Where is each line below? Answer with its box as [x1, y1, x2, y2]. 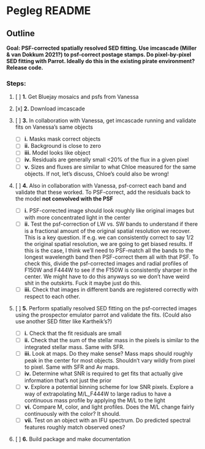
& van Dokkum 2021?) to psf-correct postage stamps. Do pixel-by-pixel [6, 51, 192, 58]
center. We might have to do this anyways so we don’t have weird [24, 272, 190, 280]
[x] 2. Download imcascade [15, 105, 86, 112]
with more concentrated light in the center [24, 213, 130, 221]
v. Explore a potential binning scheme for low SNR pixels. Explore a [24, 383, 194, 391]
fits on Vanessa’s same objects [15, 123, 94, 131]
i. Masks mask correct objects [24, 136, 101, 143]
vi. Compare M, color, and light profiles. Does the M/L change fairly [24, 403, 195, 411]
